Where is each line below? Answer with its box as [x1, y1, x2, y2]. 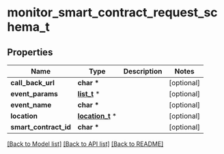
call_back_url [10, 78, 55, 87]
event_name [10, 100, 52, 110]
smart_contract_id [10, 123, 72, 132]
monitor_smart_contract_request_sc [7, 5, 218, 20]
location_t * [77, 111, 117, 121]
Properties [7, 46, 53, 58]
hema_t [7, 19, 50, 35]
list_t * [77, 89, 100, 98]
